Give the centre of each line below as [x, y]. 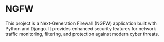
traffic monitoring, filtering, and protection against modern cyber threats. [82, 34]
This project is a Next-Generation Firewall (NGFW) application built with [81, 23]
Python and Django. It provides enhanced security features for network [81, 28]
